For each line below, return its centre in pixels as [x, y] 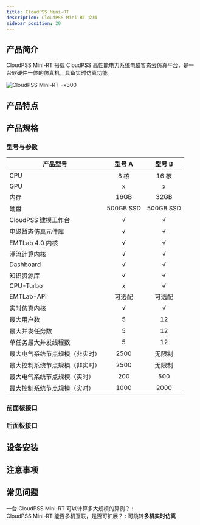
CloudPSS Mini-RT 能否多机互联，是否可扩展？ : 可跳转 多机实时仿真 [91, 516]
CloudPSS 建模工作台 [40, 220]
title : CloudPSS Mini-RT [38, 12]
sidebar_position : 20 [34, 23]
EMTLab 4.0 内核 [34, 243]
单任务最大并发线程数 [40, 342]
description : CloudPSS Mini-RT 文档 [52, 18]
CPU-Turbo [26, 286]
